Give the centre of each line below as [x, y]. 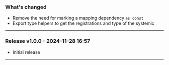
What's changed [26, 7]
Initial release [26, 52]
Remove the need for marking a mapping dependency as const [78, 18]
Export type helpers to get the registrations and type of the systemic [83, 23]
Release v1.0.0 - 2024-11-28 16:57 [48, 41]
